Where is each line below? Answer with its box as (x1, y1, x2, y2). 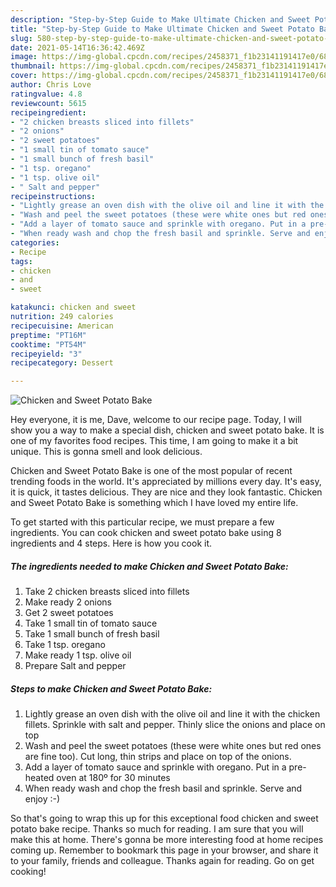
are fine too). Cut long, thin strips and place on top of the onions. (24, 751, 292, 763)
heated (24, 772, 55, 784)
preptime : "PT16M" (10, 330, 87, 340)
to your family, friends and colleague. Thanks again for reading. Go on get (10, 855, 315, 867)
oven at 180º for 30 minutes (56, 772, 171, 784)
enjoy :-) (24, 793, 61, 805)
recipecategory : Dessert (10, 358, 114, 368)
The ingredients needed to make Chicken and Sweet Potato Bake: (10, 560, 289, 572)
